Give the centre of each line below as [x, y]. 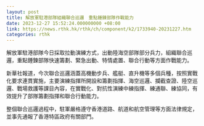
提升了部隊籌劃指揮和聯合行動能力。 [56, 96]
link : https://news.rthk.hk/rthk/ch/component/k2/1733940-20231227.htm [99, 29]
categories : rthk [28, 35]
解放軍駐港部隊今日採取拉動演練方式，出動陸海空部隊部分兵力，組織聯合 [97, 53]
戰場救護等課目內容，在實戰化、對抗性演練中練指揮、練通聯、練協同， [104, 88]
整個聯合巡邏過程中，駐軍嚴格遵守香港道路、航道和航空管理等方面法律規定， [102, 109]
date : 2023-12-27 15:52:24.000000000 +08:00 [63, 23]
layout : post [23, 12]
